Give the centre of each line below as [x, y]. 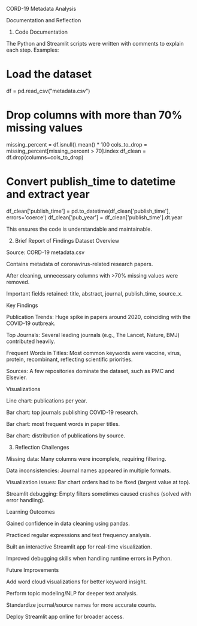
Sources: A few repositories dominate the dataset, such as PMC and [90, 371]
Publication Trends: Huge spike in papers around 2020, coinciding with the [99, 317]
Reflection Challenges [42, 447]
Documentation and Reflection [44, 20]
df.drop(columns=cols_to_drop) [45, 157]
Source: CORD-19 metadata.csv [46, 252]
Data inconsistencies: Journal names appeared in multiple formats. [89, 470]
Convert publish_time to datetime [91, 182]
